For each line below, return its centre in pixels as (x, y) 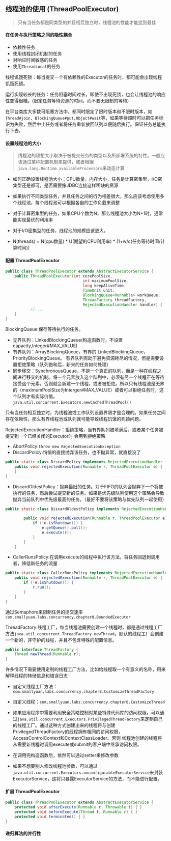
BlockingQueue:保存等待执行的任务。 (44, 329)
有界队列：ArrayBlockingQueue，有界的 (54, 352)
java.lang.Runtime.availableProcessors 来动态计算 (71, 168)
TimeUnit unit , (99, 290)
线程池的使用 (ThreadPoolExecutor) (62, 9)
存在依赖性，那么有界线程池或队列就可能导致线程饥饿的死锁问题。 (74, 419)
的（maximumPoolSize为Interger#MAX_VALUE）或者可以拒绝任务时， (86, 390)
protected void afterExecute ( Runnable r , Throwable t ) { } (78, 807)
